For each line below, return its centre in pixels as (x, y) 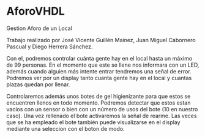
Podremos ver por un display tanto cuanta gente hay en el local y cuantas (99, 78)
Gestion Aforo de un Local (39, 28)
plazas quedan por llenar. (38, 84)
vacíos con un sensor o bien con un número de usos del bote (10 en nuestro (102, 109)
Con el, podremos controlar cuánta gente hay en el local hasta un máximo (99, 58)
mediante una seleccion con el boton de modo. (65, 128)
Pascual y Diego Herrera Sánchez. (50, 46)
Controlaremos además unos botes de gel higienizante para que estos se (99, 96)
